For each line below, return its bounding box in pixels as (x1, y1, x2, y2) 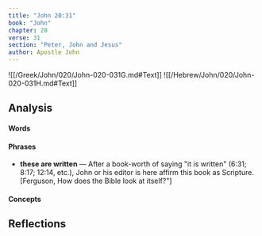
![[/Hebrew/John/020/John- (164, 70, 255, 79)
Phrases (8, 142, 37, 151)
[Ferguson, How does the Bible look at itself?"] (19, 176, 172, 186)
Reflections (8, 217, 67, 230)
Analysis (8, 101, 53, 115)
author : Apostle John (8, 48, 80, 56)
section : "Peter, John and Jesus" (8, 41, 123, 49)
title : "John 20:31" (8, 11, 77, 20)
